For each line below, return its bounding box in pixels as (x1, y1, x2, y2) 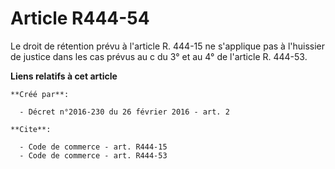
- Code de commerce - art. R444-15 (19, 142, 168, 152)
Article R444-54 (10, 7, 150, 30)
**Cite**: (10, 124, 52, 134)
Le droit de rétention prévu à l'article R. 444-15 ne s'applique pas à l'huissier (10, 40, 326, 52)
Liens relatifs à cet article (10, 70, 118, 82)
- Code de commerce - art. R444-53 (19, 150, 168, 161)
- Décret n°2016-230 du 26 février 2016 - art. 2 (19, 107, 230, 117)
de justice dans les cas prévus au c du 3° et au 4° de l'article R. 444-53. (10, 50, 308, 62)
